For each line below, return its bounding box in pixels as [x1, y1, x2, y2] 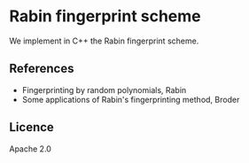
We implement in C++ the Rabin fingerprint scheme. [9, 35, 199, 46]
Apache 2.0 [9, 144, 51, 154]
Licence [9, 120, 55, 135]
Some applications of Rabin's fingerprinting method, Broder [21, 94, 240, 105]
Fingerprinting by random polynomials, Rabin [21, 84, 187, 95]
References [9, 61, 74, 76]
